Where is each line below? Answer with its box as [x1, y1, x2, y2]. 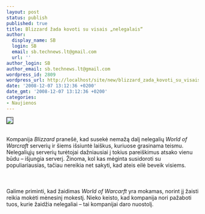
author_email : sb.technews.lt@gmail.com [6, 65, 111, 72]
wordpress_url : [6, 77, 45, 83]
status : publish [6, 15, 48, 21]
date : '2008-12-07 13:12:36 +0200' [6, 83, 97, 89]
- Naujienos [6, 100, 37, 106]
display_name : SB [12, 37, 56, 43]
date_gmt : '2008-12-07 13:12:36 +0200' [6, 89, 108, 95]
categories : [6, 94, 37, 100]
